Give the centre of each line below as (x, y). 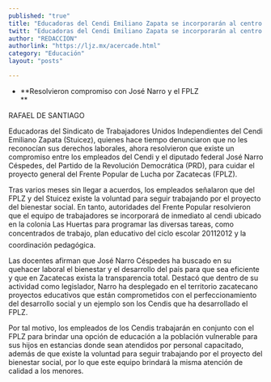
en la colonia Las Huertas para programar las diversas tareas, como (121, 224)
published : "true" (39, 16)
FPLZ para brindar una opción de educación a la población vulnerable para (133, 336)
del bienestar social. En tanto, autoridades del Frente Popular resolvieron (129, 206)
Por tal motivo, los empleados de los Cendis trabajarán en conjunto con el (131, 328)
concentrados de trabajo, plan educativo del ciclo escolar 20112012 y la (127, 233)
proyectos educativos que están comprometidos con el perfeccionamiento (133, 295)
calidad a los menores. (46, 371)
